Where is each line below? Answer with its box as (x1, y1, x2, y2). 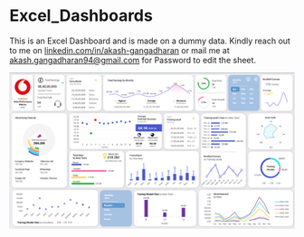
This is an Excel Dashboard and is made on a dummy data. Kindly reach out (9, 35, 291, 46)
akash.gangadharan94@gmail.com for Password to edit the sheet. (9, 54, 256, 65)
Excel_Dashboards (9, 5, 154, 26)
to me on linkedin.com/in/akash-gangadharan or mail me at (9, 44, 231, 55)
